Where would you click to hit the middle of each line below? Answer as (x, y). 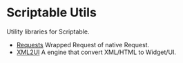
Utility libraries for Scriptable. (48, 32)
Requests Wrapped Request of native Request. (83, 45)
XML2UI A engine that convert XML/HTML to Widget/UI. (96, 52)
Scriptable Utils (52, 13)
